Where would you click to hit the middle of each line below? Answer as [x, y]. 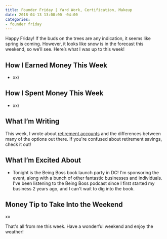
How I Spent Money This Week [54, 93]
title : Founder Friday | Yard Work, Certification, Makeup [69, 10]
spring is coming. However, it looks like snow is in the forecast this [74, 44]
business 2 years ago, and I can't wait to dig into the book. [74, 188]
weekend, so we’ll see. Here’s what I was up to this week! [65, 49]
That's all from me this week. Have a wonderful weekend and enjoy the [79, 226]
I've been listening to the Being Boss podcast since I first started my [83, 183]
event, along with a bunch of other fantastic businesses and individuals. [87, 178]
